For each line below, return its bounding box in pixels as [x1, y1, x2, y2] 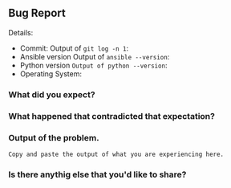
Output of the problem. [8, 132, 99, 143]
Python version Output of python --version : [19, 60, 168, 70]
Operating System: [19, 68, 83, 79]
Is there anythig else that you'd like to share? [8, 169, 187, 180]
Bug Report [8, 6, 67, 20]
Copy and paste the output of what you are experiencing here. [8, 150, 225, 158]
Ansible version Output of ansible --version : [19, 51, 170, 61]
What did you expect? [8, 88, 95, 100]
